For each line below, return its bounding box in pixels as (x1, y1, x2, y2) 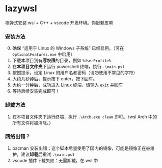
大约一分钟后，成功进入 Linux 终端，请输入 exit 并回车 (12, 82, 123, 88)
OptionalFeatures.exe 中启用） (12, 51, 75, 57)
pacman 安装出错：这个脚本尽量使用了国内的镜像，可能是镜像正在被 (12, 145, 151, 151)
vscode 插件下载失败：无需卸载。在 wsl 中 (12, 157, 98, 163)
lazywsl (5, 3, 37, 14)
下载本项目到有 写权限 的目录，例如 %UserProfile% (12, 57, 111, 64)
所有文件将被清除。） (12, 120, 54, 125)
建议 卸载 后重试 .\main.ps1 (21, 151, 75, 157)
